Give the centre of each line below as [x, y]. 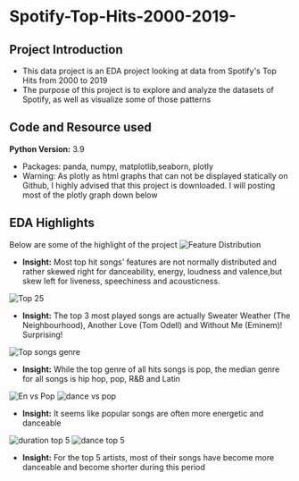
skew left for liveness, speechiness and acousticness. [121, 281]
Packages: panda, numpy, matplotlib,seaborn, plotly [118, 166]
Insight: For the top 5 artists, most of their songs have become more [148, 457]
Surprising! [42, 334]
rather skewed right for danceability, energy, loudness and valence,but [152, 271]
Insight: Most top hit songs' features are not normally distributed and [149, 262]
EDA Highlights [52, 223]
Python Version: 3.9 [47, 148]
